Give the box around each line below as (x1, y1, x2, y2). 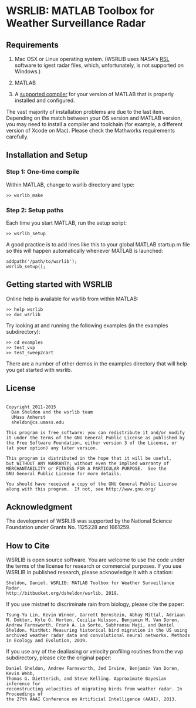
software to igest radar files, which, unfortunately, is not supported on (14, 62, 184, 69)
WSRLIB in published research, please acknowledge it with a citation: (6, 569, 173, 576)
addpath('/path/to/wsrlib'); (6, 258, 77, 265)
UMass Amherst (11, 414, 46, 420)
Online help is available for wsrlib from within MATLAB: (6, 295, 139, 302)
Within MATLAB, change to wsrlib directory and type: (6, 181, 135, 188)
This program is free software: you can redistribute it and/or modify (6, 429, 185, 435)
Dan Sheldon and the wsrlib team (11, 409, 93, 415)
